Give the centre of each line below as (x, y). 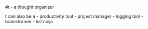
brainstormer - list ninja (29, 22)
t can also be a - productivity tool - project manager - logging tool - (74, 16)
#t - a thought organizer (30, 7)
